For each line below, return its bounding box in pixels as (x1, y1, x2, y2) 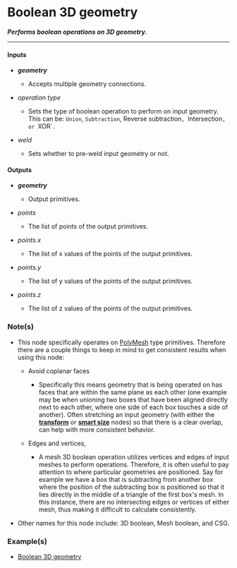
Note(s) (7, 322, 34, 332)
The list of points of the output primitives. (28, 222, 148, 231)
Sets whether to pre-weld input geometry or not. (28, 150, 169, 158)
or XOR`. (28, 122, 55, 131)
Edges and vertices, (28, 439, 87, 447)
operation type (17, 93, 61, 102)
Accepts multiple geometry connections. (28, 80, 147, 88)
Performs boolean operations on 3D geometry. (7, 28, 147, 36)
